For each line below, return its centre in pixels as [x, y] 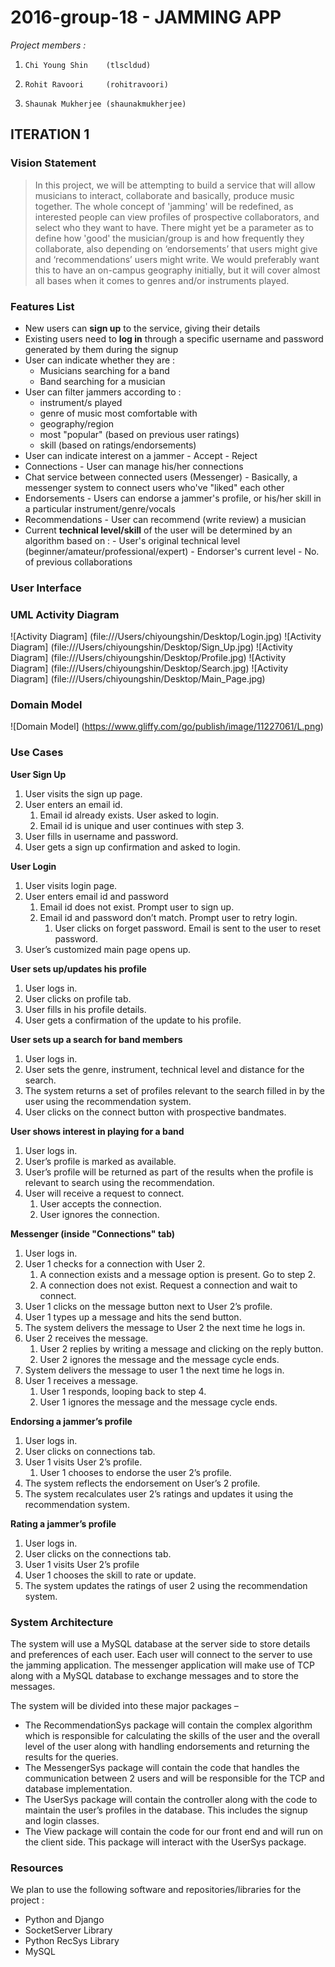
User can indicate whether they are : [100, 360]
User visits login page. [71, 885]
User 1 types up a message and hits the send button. [133, 1317]
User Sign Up [38, 774]
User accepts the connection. [100, 1203]
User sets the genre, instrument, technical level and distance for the [164, 1069]
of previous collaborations [78, 562]
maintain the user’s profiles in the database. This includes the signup [166, 1810]
